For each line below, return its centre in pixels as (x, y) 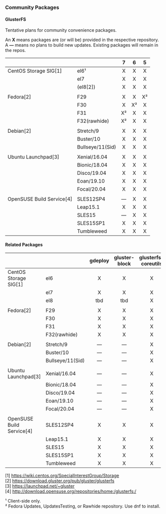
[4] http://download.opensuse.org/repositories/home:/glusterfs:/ (71, 491)
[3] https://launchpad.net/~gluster (40, 486)
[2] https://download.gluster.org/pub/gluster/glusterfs (60, 481)
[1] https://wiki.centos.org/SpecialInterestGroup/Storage (62, 476)
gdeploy (100, 260)
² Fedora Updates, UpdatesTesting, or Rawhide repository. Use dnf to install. (83, 506)
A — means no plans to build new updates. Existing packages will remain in (82, 45)
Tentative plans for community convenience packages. (61, 30)
